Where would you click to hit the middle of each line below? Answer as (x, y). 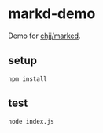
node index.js (31, 121)
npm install (28, 79)
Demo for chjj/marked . (44, 36)
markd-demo (52, 14)
